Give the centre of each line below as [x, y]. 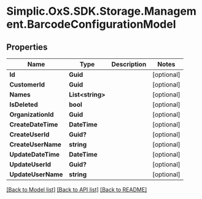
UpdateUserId [30, 164]
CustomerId [27, 84]
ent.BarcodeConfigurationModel [91, 24]
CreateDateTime [34, 124]
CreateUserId [29, 135]
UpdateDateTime [35, 154]
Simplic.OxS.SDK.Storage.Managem [101, 11]
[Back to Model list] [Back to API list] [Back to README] [77, 189]
